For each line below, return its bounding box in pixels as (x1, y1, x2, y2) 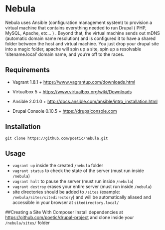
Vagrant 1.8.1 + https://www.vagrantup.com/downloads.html (12, 79, 136, 85)
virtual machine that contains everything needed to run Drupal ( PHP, (5, 24, 147, 30)
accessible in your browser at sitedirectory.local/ (12, 200, 119, 206)
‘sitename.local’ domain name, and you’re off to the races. (5, 51, 125, 57)
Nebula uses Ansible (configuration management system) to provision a (5, 19, 153, 25)
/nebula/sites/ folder (5, 220, 50, 226)
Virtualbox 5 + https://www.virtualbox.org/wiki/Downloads (12, 88, 132, 95)
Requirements (5, 66, 50, 74)
